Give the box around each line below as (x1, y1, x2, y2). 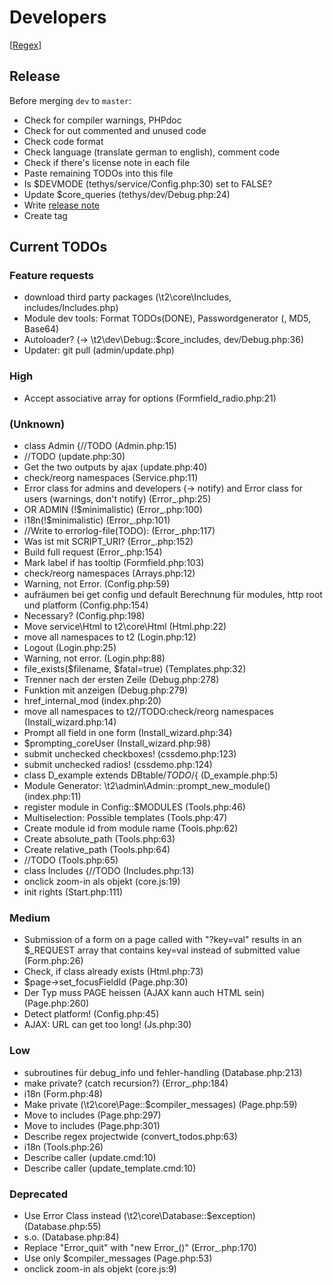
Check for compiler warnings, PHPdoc (23, 114, 182, 126)
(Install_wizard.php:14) (23, 716, 117, 728)
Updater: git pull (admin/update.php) (23, 344, 175, 356)
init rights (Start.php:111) (23, 886, 124, 898)
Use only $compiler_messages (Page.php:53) (23, 1252, 213, 1264)
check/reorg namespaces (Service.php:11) (23, 472, 199, 484)
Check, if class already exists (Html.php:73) (23, 966, 204, 978)
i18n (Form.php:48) (23, 1087, 104, 1100)
